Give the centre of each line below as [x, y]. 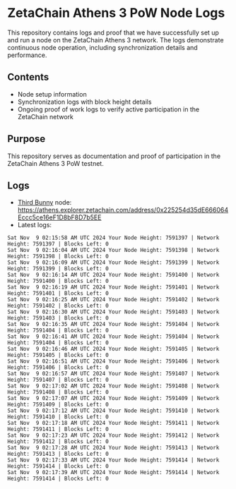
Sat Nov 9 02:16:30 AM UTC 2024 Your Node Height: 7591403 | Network [113, 312]
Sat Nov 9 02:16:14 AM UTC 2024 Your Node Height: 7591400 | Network [113, 275]
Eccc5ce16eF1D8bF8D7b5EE [59, 217]
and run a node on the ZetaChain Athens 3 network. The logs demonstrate [116, 40]
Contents [28, 77]
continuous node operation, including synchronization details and [102, 47]
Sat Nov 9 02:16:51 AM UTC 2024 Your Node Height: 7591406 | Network [113, 361]
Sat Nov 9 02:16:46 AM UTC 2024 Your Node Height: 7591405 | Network [113, 349]
